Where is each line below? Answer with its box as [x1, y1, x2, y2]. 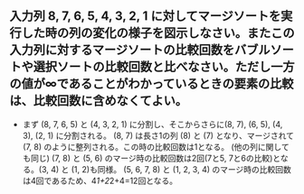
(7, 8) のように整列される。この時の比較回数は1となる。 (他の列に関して [22, 141, 290, 152]
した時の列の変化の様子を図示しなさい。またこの [21, 25, 295, 41]
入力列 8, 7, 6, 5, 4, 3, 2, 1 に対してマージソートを [9, 8, 281, 24]
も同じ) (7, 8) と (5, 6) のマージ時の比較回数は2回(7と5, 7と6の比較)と [22, 152, 280, 163]
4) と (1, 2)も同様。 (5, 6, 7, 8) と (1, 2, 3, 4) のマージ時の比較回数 [51, 163, 291, 174]
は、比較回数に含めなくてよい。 [9, 93, 188, 108]
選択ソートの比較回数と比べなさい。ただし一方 [33, 60, 295, 75]
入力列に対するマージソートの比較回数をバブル [9, 42, 271, 58]
